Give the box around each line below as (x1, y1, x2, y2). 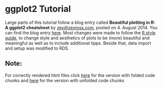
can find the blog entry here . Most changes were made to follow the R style (5, 30, 156, 35)
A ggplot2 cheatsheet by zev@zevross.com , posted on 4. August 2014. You (5, 24, 158, 30)
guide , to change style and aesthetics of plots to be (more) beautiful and (5, 35, 150, 41)
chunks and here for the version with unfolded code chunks (5, 77, 125, 83)
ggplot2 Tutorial (5, 3, 71, 15)
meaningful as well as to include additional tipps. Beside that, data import (5, 40, 151, 46)
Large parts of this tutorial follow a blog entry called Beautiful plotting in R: (5, 19, 155, 25)
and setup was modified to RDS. (5, 45, 69, 51)
